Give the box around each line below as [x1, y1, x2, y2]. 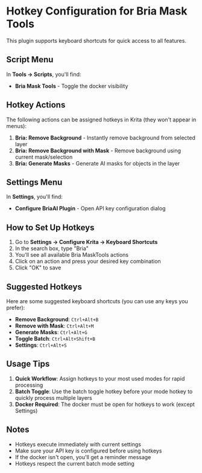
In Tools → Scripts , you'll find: [6, 71, 81, 78]
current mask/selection [14, 153, 73, 161]
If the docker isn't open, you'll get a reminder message [14, 453, 151, 460]
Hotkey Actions [6, 100, 66, 110]
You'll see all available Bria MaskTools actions [14, 251, 128, 259]
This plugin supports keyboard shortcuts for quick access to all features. [6, 37, 187, 44]
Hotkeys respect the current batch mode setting [14, 460, 134, 467]
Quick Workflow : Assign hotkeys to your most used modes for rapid [14, 375, 185, 382]
